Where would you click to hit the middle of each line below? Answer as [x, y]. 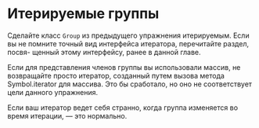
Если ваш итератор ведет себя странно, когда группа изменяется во [123, 108]
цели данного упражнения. [53, 92]
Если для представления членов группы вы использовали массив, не [124, 67]
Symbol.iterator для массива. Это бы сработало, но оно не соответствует [129, 84]
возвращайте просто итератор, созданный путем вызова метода [116, 75]
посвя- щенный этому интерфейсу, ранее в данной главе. [104, 52]
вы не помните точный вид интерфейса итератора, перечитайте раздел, [128, 43]
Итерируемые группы [83, 14]
